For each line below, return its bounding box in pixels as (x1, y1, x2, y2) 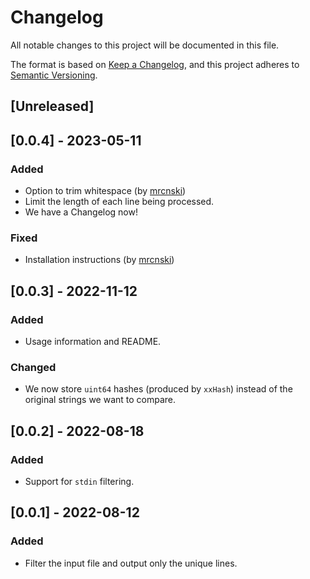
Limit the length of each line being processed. (24, 196, 215, 208)
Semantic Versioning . (10, 69, 98, 81)
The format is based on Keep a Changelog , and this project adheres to (10, 58, 300, 70)
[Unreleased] (10, 98, 95, 115)
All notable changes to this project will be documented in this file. (10, 39, 280, 51)
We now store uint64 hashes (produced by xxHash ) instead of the (24, 383, 293, 395)
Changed (10, 360, 57, 374)
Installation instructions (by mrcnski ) (24, 254, 175, 266)
